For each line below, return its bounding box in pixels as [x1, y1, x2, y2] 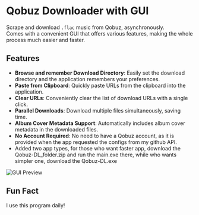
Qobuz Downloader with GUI [6, 4, 149, 18]
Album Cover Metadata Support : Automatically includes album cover [14, 120, 185, 127]
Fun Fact [6, 186, 39, 196]
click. [14, 101, 29, 108]
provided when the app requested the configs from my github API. [14, 138, 177, 146]
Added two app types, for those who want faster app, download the [14, 145, 181, 152]
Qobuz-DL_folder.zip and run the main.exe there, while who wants [14, 151, 177, 158]
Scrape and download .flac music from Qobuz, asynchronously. [6, 24, 165, 31]
